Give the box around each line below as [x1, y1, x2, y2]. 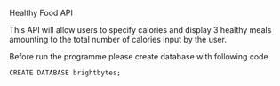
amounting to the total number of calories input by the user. [9, 35, 227, 44]
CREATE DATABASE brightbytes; [9, 68, 122, 77]
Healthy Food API [9, 8, 73, 18]
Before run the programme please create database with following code [9, 51, 268, 61]
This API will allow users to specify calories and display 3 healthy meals [9, 25, 272, 35]
